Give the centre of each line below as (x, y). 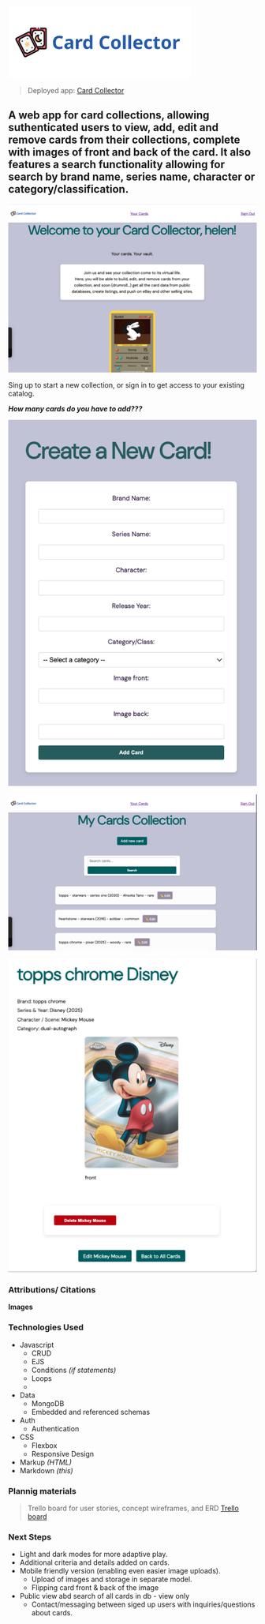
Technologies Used (46, 1327)
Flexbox (44, 1445)
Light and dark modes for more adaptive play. (93, 1555)
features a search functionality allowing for (117, 165)
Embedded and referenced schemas (91, 1412)
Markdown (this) (46, 1470)
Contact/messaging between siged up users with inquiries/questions (143, 1604)
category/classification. (69, 189)
